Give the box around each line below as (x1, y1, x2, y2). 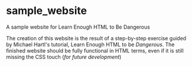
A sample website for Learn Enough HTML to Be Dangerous (6, 23, 150, 30)
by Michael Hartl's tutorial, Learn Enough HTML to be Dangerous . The (6, 41, 175, 48)
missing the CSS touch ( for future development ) (6, 53, 122, 60)
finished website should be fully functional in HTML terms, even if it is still (6, 47, 184, 54)
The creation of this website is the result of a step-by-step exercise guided (6, 34, 186, 41)
